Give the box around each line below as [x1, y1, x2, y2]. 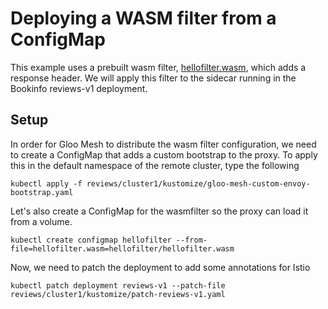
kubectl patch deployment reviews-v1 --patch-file [10, 280, 226, 291]
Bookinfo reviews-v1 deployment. [10, 82, 148, 94]
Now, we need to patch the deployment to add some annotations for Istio [10, 261, 311, 273]
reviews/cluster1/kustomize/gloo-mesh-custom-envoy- [86, 178, 311, 189]
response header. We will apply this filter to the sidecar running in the [10, 72, 297, 84]
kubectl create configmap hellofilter [10, 235, 172, 245]
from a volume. [10, 215, 73, 227]
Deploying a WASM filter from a [10, 7, 277, 30]
